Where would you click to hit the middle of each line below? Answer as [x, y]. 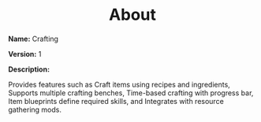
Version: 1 [25, 54]
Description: [29, 69]
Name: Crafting [34, 39]
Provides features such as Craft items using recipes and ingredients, [119, 85]
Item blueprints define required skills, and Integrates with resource [116, 102]
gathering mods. [35, 110]
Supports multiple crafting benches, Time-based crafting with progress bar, [131, 93]
